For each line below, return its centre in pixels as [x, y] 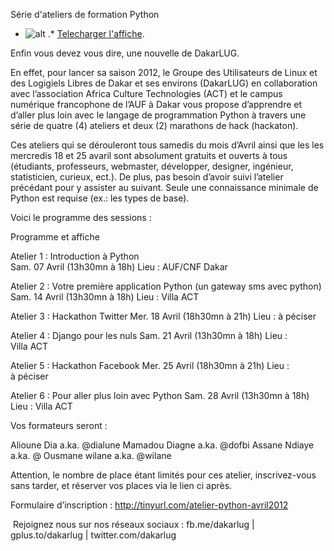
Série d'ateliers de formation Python [85, 14]
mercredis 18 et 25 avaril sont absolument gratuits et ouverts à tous [149, 155]
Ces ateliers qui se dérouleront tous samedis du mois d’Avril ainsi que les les [167, 145]
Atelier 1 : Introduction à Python [75, 256]
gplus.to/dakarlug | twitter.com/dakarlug [93, 535]
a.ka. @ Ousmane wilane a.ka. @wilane [91, 455]
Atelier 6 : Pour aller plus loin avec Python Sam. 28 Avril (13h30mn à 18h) [160, 395]
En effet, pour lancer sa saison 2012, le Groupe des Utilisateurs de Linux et [164, 72]
